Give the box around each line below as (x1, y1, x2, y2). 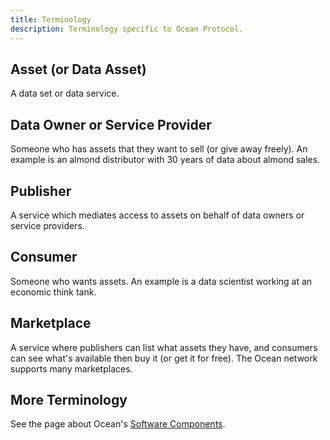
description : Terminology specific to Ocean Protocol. (10, 24, 244, 34)
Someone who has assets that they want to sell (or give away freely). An (10, 143, 308, 155)
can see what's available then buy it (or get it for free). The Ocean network (10, 352, 318, 364)
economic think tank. (10, 286, 97, 298)
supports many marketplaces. (10, 362, 133, 375)
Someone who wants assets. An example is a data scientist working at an (10, 275, 313, 287)
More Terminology (10, 391, 128, 408)
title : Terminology (10, 14, 92, 25)
